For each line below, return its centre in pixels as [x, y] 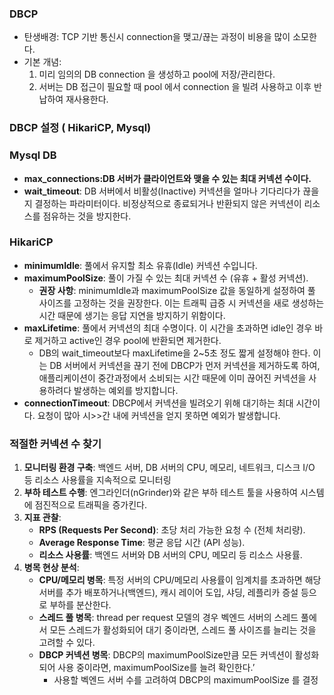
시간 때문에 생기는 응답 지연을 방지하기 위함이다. [132, 315]
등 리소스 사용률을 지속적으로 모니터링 [97, 480]
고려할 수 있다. [67, 643]
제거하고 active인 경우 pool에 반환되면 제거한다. [128, 340]
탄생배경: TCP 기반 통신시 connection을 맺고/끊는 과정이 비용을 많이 [157, 37]
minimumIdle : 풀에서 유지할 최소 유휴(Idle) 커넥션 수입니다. [140, 265]
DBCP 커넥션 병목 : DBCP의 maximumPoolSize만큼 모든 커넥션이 [165, 655]
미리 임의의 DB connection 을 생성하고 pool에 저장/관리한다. [157, 74]
